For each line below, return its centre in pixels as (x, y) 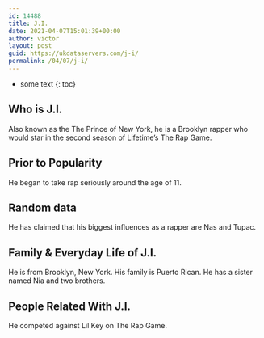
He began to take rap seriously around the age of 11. (95, 182)
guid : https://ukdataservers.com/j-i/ (73, 53)
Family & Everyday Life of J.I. (83, 253)
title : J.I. (28, 23)
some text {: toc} (48, 84)
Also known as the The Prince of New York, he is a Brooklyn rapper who (128, 129)
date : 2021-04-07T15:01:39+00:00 (65, 31)
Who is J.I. (36, 110)
